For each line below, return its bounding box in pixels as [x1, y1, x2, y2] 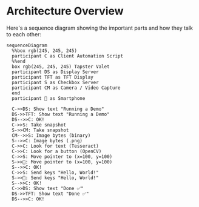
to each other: [6, 30, 41, 38]
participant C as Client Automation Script [12, 53, 123, 59]
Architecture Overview [6, 4, 124, 18]
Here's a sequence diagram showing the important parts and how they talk [6, 24, 193, 31]
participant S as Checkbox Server [12, 79, 99, 85]
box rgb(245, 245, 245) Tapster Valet [12, 64, 110, 70]
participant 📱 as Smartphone [12, 95, 86, 101]
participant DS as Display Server [12, 68, 99, 75]
